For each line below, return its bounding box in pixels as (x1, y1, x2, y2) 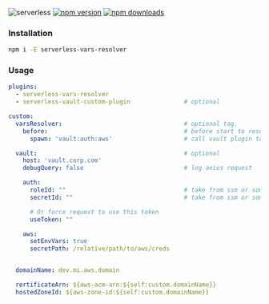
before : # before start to (22, 127, 246, 136)
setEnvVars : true (29, 237, 88, 245)
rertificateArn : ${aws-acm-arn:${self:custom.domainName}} (15, 281, 217, 289)
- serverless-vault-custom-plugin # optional (15, 98, 220, 106)
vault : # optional (15, 149, 220, 157)
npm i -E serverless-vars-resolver (8, 46, 127, 54)
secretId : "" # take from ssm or (29, 193, 249, 201)
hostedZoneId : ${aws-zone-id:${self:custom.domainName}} (15, 288, 210, 296)
